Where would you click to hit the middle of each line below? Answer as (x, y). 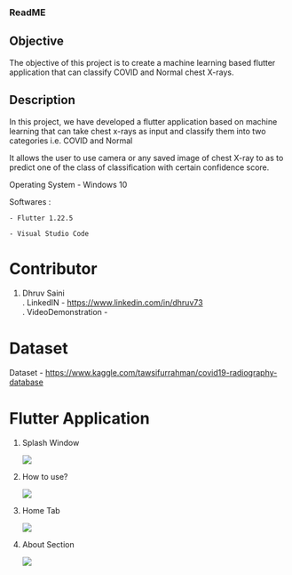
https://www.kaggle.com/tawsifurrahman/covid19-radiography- (161, 373)
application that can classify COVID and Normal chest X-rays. (122, 72)
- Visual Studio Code (49, 233)
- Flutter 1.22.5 (41, 218)
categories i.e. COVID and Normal (71, 141)
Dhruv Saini (43, 293)
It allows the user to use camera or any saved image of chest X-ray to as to (146, 158)
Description (42, 100)
